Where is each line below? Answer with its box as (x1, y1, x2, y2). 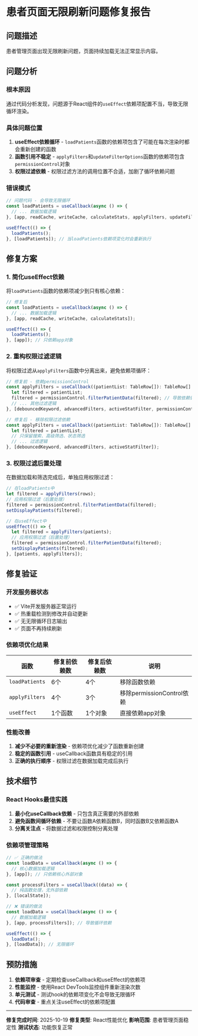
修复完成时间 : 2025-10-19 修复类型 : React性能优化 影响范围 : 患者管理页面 (6, 1017, 184, 1024)
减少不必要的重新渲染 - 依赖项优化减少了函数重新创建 (14, 743, 144, 750)
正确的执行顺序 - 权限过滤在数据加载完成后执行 (14, 757, 129, 764)
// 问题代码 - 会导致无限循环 (6, 198, 71, 204)
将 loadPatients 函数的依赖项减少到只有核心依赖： (6, 287, 126, 295)
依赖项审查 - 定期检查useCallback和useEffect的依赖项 (14, 976, 146, 983)
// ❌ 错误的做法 (6, 904, 42, 910)
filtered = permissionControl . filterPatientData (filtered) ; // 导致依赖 (11, 395, 190, 401)
